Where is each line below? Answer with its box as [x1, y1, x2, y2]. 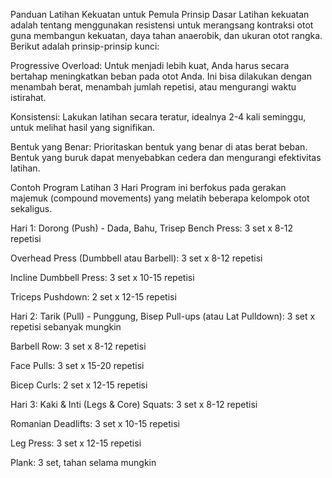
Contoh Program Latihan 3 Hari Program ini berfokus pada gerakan [10, 182, 287, 193]
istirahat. [10, 92, 47, 103]
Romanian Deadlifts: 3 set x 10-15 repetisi [10, 418, 181, 429]
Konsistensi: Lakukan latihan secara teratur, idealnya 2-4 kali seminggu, [10, 111, 307, 123]
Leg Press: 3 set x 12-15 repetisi [10, 437, 142, 449]
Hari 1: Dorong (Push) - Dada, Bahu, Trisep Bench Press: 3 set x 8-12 [10, 222, 294, 234]
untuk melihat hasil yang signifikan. [10, 122, 156, 133]
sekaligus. [10, 203, 53, 214]
